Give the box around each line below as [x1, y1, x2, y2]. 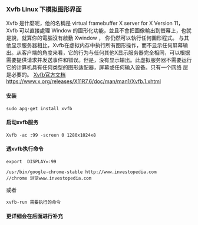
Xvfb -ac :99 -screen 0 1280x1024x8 [6, 132, 96, 138]
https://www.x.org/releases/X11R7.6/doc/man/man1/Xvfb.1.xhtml [6, 78, 161, 85]
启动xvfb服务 [6, 119, 39, 126]
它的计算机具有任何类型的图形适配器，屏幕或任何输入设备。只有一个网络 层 [6, 64, 189, 71]
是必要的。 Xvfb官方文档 [6, 71, 66, 78]
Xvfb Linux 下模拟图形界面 [6, 5, 82, 13]
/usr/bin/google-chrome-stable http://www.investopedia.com [6, 169, 157, 175]
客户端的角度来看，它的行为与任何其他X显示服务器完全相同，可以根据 [21, 49, 190, 57]
